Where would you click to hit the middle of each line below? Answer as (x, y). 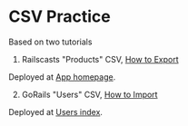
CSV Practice (59, 17)
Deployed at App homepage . (62, 77)
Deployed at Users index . (56, 111)
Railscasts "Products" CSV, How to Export (100, 59)
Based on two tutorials (50, 42)
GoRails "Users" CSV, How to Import (89, 94)
